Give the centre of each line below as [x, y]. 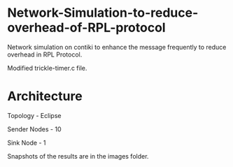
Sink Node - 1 [27, 143]
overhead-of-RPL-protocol [86, 28]
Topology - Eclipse [34, 115]
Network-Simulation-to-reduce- [103, 13]
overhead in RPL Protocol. [45, 55]
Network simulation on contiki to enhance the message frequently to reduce [117, 47]
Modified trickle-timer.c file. [47, 68]
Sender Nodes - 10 [34, 129]
